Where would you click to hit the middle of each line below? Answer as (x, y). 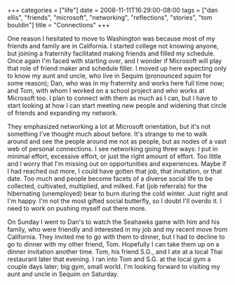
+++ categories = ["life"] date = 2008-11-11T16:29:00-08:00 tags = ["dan (113, 10)
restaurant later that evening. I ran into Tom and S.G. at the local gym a (109, 259)
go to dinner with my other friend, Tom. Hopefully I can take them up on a (113, 244)
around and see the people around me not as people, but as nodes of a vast (117, 141)
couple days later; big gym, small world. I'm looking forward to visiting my (114, 266)
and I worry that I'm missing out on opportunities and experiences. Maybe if (117, 164)
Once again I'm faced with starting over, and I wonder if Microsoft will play (115, 61)
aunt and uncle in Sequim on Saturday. (63, 274)
